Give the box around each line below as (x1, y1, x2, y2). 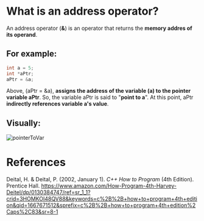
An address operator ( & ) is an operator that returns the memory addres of (6, 24, 193, 32)
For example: (6, 49, 57, 59)
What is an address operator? (6, 4, 159, 18)
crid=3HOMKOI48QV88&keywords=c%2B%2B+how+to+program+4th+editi (6, 195, 198, 203)
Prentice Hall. (6, 182, 40, 190)
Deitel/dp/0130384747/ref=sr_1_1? (6, 189, 91, 196)
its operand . (6, 31, 38, 38)
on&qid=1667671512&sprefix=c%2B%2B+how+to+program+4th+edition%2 (6, 201, 196, 209)
